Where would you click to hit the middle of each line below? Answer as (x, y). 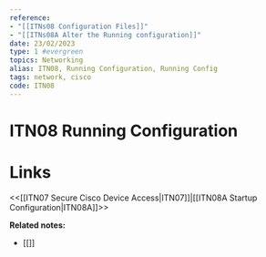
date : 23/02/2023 (42, 43)
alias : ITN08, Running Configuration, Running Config (114, 69)
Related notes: (37, 225)
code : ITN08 (32, 86)
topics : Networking (46, 60)
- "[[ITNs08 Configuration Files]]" (79, 26)
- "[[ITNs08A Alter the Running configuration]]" (106, 35)
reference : (30, 18)
